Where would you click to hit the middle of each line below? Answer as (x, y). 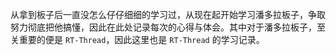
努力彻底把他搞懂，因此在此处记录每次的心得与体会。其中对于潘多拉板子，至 (168, 27)
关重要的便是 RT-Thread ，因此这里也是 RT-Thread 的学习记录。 (137, 39)
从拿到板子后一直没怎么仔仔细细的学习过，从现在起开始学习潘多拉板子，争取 (168, 14)
